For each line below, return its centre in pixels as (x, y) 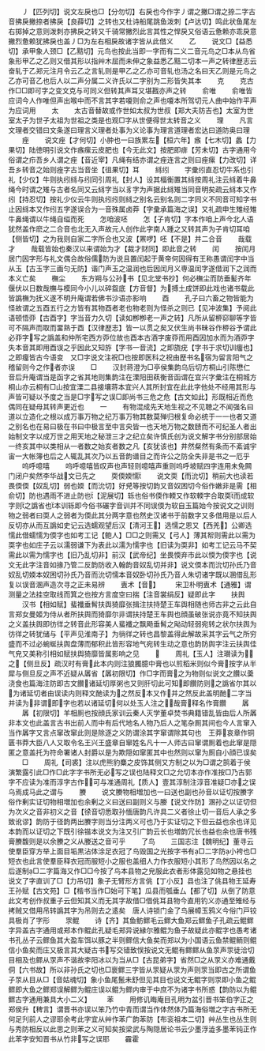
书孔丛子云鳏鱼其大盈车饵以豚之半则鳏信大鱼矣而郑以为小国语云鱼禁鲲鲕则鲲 (132, 940)
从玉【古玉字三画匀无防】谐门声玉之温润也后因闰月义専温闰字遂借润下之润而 (132, 268)
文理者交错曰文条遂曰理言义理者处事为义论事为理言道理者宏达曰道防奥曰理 (129, 130)
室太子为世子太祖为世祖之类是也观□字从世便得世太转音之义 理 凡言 (131, 120)
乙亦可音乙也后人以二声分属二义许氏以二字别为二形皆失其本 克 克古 (131, 81)
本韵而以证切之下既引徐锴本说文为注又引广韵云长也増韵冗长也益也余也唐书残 (132, 831)
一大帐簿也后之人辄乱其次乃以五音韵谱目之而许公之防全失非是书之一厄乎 (132, 456)
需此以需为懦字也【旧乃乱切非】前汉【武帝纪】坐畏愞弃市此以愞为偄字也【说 (132, 555)
